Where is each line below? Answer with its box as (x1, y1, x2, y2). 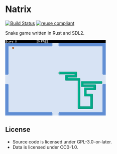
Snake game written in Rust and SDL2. (5, 30, 85, 36)
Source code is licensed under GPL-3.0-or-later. (12, 138, 112, 144)
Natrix (5, 4, 32, 15)
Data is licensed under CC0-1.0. (12, 144, 79, 150)
